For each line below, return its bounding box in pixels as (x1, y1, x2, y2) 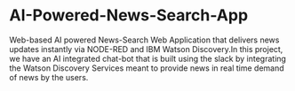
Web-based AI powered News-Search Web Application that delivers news (9, 34, 280, 45)
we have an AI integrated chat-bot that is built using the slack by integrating (9, 53, 287, 64)
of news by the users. (9, 72, 89, 82)
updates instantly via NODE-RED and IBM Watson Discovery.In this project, (9, 43, 283, 54)
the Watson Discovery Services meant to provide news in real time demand (9, 63, 284, 73)
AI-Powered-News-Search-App (9, 5, 249, 26)
